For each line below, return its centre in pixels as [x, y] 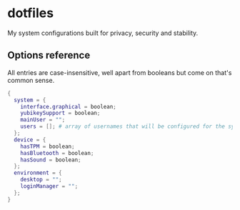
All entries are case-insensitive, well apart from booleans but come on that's [120, 72]
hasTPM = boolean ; [47, 146]
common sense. [31, 80]
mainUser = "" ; [43, 120]
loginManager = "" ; [49, 186]
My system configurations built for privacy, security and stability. [103, 33]
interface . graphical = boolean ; [68, 106]
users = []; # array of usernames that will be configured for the [122, 126]
